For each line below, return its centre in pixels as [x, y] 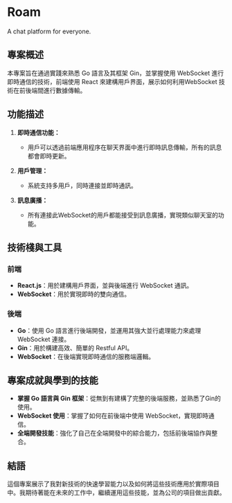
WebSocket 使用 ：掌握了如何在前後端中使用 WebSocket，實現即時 [113, 416]
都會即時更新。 [49, 156]
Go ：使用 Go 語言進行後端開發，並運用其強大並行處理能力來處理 [109, 330]
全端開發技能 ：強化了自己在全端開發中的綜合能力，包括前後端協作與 [114, 433]
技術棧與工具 [35, 247]
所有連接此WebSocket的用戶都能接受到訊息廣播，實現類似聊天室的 [123, 215]
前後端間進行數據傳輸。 [53, 90]
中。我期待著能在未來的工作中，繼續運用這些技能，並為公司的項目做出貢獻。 [116, 493]
